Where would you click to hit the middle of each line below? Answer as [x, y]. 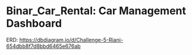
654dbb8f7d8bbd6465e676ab [44, 46]
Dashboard [34, 23]
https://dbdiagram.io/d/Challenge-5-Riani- [71, 40]
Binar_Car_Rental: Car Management [96, 11]
